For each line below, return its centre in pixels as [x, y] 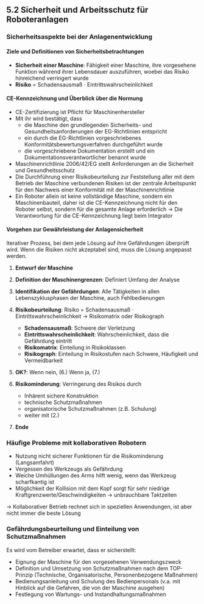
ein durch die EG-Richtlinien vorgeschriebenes [83, 138]
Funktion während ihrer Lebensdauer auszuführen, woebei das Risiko [102, 71]
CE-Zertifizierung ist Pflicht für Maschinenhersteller [80, 112]
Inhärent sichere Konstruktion [61, 396]
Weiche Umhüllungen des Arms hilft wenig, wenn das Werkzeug [96, 475]
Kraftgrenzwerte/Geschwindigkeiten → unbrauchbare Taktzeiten [96, 495]
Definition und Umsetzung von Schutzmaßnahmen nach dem [92, 568]
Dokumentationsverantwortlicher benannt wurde [85, 157]
